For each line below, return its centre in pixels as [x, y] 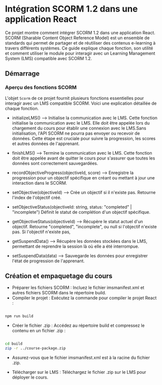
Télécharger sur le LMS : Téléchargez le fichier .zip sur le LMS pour [79, 372]
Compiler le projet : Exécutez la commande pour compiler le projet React [84, 298]
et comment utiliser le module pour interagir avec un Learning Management [80, 53]
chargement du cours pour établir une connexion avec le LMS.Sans [79, 128]
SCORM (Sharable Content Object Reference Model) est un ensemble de [77, 38]
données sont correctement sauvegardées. [55, 163]
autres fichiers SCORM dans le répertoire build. [59, 293]
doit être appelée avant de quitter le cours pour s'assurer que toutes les [83, 158]
